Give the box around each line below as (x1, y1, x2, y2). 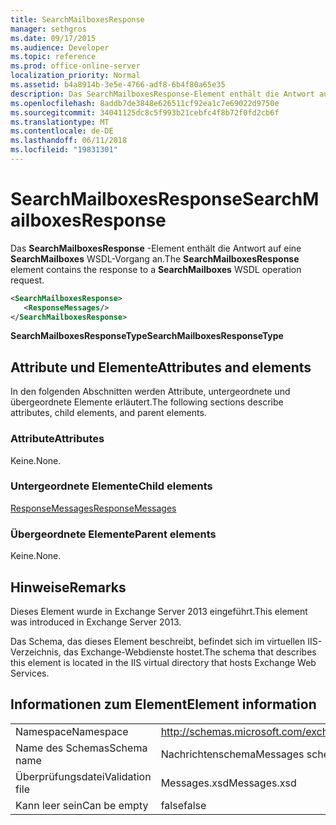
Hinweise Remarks (10, 579, 127, 596)
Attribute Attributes (10, 432, 105, 446)
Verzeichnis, (10, 646, 62, 658)
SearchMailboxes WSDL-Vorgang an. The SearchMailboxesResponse (10, 252, 300, 265)
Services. (10, 667, 50, 679)
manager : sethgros (10, 24, 87, 34)
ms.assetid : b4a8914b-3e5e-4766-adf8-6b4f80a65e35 (10, 80, 226, 90)
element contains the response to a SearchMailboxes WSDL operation (10, 263, 302, 275)
